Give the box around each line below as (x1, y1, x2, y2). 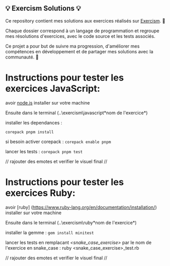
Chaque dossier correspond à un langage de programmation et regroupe (5, 28, 160, 34)
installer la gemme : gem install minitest (5, 229, 94, 235)
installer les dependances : (5, 119, 63, 126)
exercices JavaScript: (5, 83, 100, 94)
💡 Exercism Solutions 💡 (5, 4, 81, 13)
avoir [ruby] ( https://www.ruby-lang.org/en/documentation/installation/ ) (5, 204, 157, 210)
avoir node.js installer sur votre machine (5, 99, 90, 106)
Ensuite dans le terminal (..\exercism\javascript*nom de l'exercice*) (5, 110, 148, 116)
